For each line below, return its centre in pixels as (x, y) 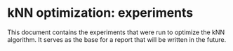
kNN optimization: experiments (100, 13)
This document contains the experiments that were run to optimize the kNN (116, 32)
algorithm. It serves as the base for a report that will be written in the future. (117, 39)
